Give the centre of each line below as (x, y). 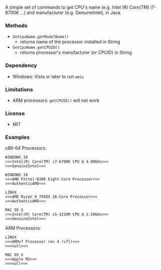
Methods (16, 26)
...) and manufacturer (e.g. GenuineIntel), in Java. (71, 13)
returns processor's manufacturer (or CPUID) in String (76, 53)
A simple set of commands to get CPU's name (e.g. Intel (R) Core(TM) (77, 7)
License (15, 113)
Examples (18, 138)
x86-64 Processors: (26, 148)
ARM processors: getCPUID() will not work (56, 100)
